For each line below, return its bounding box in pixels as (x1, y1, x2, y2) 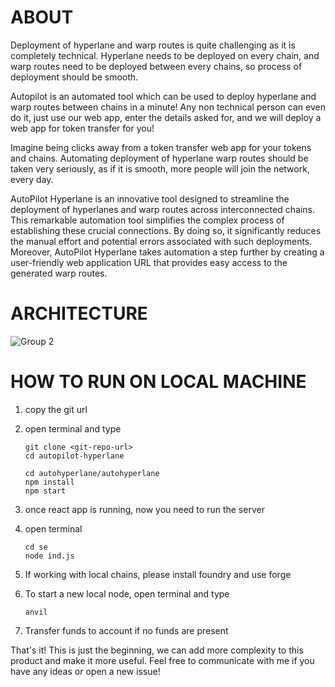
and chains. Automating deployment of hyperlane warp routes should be (10, 152, 309, 164)
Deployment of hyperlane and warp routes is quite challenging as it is (10, 39, 296, 51)
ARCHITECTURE (10, 302, 148, 325)
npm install (24, 477, 75, 487)
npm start (24, 486, 67, 496)
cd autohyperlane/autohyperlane (24, 468, 160, 478)
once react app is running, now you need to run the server (24, 503, 265, 515)
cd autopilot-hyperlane (24, 451, 125, 461)
